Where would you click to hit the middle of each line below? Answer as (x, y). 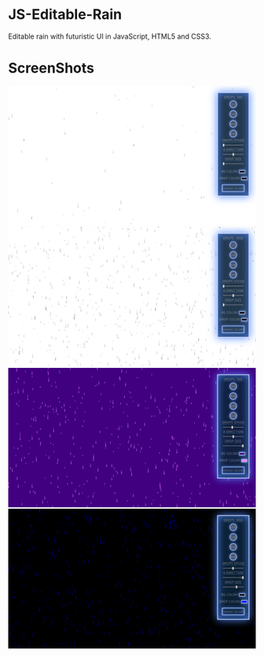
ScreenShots (51, 68)
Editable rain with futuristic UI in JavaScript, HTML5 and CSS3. (110, 36)
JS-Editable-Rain (65, 15)
